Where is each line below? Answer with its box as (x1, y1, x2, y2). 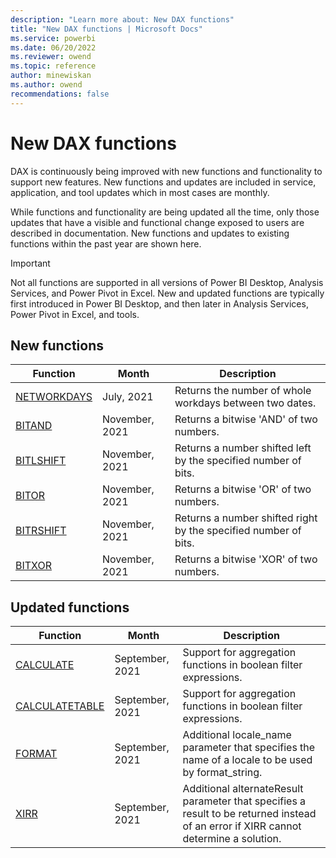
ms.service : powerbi (10, 33, 97, 43)
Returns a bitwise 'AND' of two (174, 412, 318, 426)
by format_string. (182, 766, 263, 780)
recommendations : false (10, 89, 110, 99)
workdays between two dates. (174, 396, 317, 410)
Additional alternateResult (182, 782, 304, 796)
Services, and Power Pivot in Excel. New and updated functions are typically (10, 287, 325, 299)
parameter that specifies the (182, 741, 316, 755)
